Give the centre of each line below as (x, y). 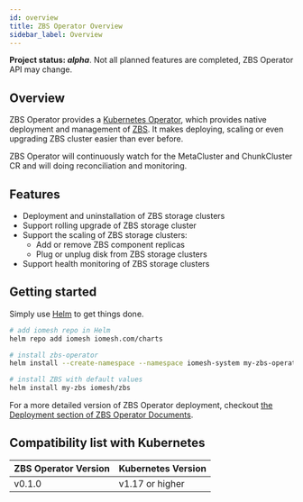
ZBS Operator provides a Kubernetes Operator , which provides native (138, 120)
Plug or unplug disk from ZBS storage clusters (121, 254)
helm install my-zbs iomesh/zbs (70, 388)
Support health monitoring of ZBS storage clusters (116, 264)
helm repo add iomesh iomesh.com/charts (87, 339)
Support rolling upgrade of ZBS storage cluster (109, 225)
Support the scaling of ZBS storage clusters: (105, 235)
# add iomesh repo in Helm (60, 330)
